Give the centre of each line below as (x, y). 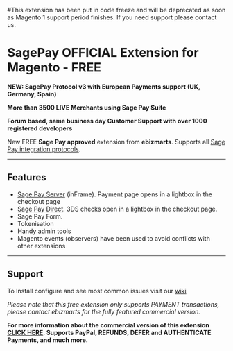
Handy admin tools (44, 231)
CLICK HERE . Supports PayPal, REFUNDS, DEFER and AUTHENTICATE (109, 332)
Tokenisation (35, 223)
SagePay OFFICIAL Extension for (103, 53)
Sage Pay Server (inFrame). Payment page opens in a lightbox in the (115, 194)
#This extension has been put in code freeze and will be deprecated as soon (116, 10)
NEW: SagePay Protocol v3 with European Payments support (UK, (104, 87)
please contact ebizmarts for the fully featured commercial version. (104, 311)
